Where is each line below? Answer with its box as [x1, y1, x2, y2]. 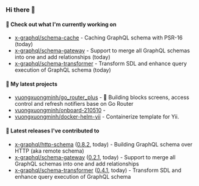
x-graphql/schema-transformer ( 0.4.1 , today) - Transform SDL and [14, 167, 181, 174]
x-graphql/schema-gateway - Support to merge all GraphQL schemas [14, 47, 190, 54]
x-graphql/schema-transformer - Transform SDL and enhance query [14, 60, 187, 67]
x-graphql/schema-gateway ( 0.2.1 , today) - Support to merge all [14, 153, 176, 160]
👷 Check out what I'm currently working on [5, 21, 117, 28]
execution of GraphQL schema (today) [14, 66, 111, 74]
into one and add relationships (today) [14, 53, 110, 61]
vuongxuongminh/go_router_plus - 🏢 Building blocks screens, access [14, 94, 190, 101]
